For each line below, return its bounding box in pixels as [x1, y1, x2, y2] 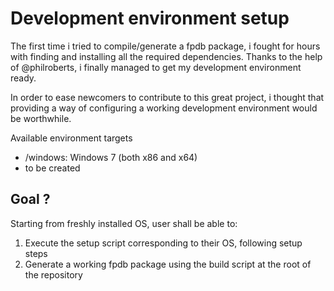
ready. [10, 72, 37, 84]
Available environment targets [10, 132, 133, 144]
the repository [24, 268, 83, 281]
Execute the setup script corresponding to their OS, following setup [24, 237, 303, 249]
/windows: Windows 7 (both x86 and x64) [24, 151, 198, 163]
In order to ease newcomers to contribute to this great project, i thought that [10, 91, 325, 103]
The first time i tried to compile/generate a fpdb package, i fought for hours [10, 40, 321, 52]
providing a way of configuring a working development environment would [10, 102, 318, 114]
